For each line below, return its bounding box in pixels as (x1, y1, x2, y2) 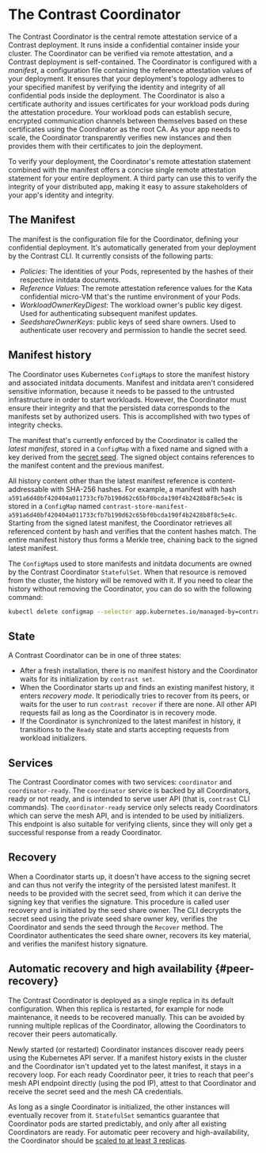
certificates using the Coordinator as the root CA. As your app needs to (8, 124, 240, 134)
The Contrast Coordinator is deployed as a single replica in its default (8, 995, 234, 1005)
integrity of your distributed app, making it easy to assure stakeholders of (8, 181, 248, 191)
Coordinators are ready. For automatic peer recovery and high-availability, (8, 1127, 249, 1136)
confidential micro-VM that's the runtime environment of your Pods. (19, 292, 241, 301)
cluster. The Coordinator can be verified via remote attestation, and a (8, 48, 234, 58)
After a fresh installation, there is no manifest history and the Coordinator (19, 666, 258, 675)
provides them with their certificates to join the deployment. (8, 141, 203, 151)
